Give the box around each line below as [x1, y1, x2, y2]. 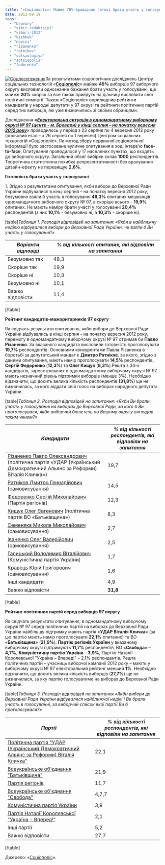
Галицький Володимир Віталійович [7, 550, 91, 557]
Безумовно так [7, 256, 43, 263]
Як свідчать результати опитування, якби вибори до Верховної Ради [5, 326, 149, 332]
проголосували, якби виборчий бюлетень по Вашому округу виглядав [5, 409, 154, 415]
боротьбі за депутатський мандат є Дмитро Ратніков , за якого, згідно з [5, 352, 156, 358]
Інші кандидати [7, 579, 44, 586]
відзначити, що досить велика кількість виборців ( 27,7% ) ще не [5, 671, 139, 677]
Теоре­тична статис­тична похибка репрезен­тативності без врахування [5, 159, 153, 165]
